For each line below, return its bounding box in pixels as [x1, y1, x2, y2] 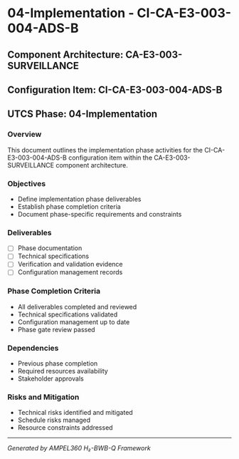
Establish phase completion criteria [17, 202, 121, 211]
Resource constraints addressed [17, 423, 113, 432]
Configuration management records [17, 268, 123, 277]
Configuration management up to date [17, 317, 130, 326]
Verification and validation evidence [17, 260, 123, 269]
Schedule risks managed [17, 416, 91, 425]
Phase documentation [17, 244, 83, 252]
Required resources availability [17, 367, 108, 376]
